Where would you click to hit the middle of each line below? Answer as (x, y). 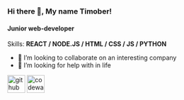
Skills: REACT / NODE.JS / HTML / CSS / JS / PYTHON (87, 44)
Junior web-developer (41, 28)
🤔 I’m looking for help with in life (64, 65)
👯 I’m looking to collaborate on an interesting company (97, 58)
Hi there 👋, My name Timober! (59, 11)
